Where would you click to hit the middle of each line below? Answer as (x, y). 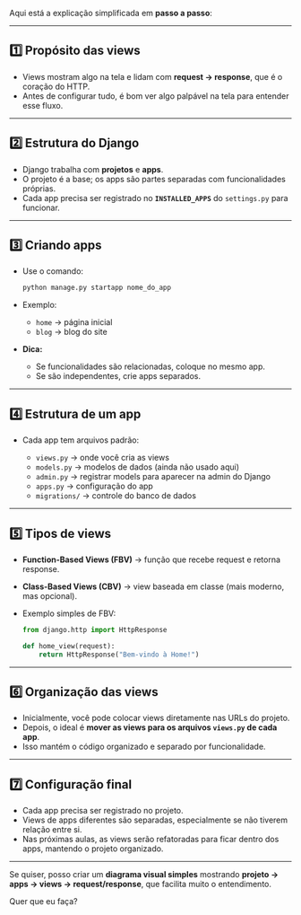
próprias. (39, 189)
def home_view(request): (69, 646)
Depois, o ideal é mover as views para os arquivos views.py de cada (150, 727)
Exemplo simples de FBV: (69, 613)
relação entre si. (52, 830)
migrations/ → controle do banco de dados (116, 496)
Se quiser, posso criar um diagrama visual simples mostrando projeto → (144, 875)
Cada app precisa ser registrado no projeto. (103, 811)
